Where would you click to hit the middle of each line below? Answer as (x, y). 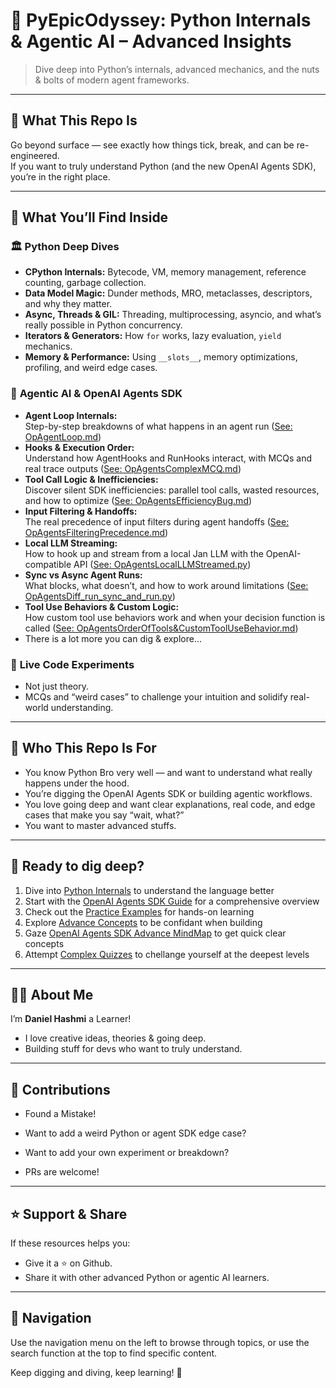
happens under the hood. (77, 783)
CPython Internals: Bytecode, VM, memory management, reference (165, 272)
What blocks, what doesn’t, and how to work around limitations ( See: (166, 585)
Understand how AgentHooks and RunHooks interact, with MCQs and (168, 458)
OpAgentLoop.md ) (63, 436)
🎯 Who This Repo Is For (83, 748)
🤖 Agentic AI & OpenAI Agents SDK (96, 394)
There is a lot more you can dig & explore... (113, 638)
